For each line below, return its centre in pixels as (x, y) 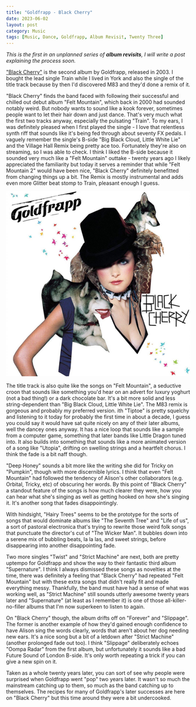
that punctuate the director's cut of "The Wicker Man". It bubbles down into (97, 533)
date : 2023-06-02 (27, 18)
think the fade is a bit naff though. (47, 454)
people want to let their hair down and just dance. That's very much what (94, 115)
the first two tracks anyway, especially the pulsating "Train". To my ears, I (94, 121)
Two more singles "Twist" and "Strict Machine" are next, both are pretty (93, 557)
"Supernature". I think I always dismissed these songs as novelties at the (94, 569)
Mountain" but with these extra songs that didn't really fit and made (87, 582)
